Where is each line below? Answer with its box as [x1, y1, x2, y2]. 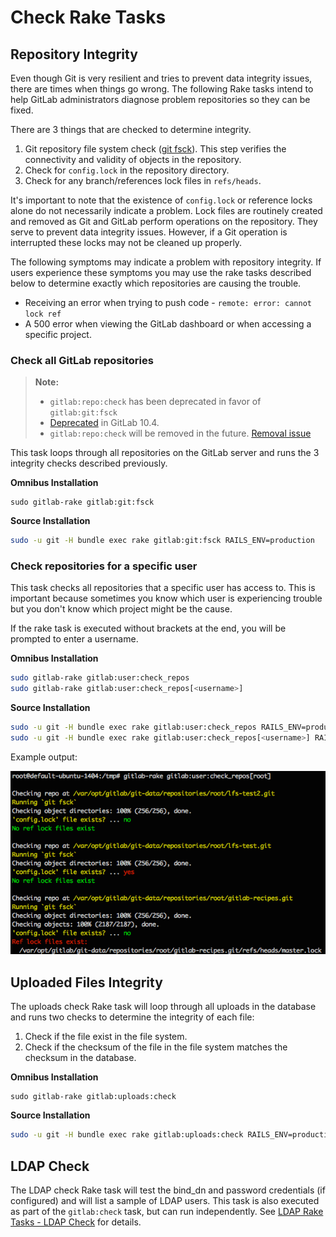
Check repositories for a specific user [10, 559, 198, 573]
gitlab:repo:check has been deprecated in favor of [49, 396, 262, 408]
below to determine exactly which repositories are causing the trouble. [10, 277, 302, 289]
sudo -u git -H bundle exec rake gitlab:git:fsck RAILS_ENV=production [10, 536, 315, 546]
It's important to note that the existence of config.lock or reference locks [10, 194, 313, 206]
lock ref [24, 309, 62, 319]
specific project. [24, 329, 92, 340]
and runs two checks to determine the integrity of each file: [10, 1011, 255, 1023]
